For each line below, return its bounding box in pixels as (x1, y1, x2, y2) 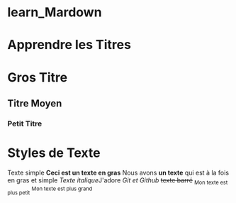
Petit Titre (7, 119, 43, 128)
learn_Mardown (7, 4, 102, 21)
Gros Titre (7, 69, 68, 85)
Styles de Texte (7, 145, 101, 161)
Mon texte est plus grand (31, 185, 93, 192)
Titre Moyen (7, 97, 62, 109)
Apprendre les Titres (7, 37, 131, 53)
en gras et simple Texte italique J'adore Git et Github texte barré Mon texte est (7, 175, 228, 186)
